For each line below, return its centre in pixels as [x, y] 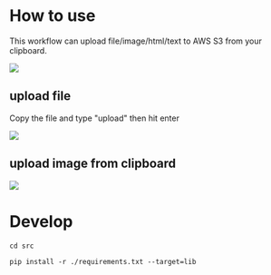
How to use [53, 16]
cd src [22, 246]
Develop [41, 221]
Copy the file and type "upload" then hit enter [94, 118]
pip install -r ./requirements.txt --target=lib [103, 261]
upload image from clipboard [93, 164]
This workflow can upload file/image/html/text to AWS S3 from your [136, 41]
